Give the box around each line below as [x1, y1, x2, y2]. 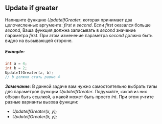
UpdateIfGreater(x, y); [12, 108, 57, 114]
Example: [5, 49, 25, 55]
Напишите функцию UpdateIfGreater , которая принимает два [5, 17, 133, 22]
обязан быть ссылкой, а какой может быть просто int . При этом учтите [5, 94, 154, 100]
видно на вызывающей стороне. [5, 38, 73, 43]
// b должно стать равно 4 [5, 75, 60, 80]
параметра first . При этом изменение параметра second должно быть [5, 32, 153, 38]
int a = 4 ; [5, 61, 27, 66]
